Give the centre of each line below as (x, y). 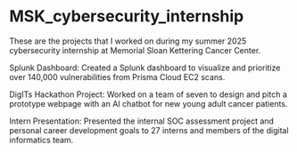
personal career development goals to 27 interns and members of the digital (149, 130)
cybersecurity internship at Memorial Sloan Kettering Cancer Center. (135, 50)
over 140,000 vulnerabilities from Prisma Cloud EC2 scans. (117, 76)
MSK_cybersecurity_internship (127, 16)
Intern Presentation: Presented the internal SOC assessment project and (142, 121)
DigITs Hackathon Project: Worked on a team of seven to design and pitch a (148, 94)
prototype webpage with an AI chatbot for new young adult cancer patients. (148, 103)
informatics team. (41, 140)
